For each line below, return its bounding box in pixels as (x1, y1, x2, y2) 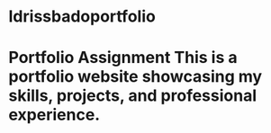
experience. (8, 105, 101, 125)
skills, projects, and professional (8, 85, 257, 106)
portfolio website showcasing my (8, 66, 263, 87)
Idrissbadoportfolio (8, 6, 157, 27)
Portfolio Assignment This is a (8, 48, 238, 68)
